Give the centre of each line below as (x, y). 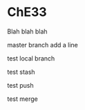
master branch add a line (42, 45)
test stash (21, 72)
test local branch (31, 58)
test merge (22, 99)
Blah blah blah (27, 31)
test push (21, 85)
